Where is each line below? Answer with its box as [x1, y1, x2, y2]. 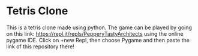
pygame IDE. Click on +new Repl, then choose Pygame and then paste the [6, 36, 190, 43]
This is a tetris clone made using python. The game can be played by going [6, 24, 192, 31]
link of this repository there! [6, 43, 75, 50]
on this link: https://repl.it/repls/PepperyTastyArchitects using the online [6, 30, 184, 37]
